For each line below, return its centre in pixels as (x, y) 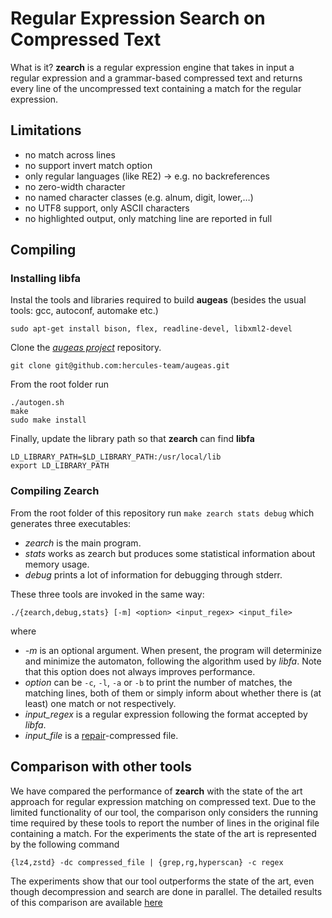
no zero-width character (75, 186)
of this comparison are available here (86, 902)
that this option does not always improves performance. (140, 671)
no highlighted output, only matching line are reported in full (148, 218)
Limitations (46, 130)
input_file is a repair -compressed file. (101, 735)
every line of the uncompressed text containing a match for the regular (156, 88)
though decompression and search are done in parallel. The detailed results (166, 891)
